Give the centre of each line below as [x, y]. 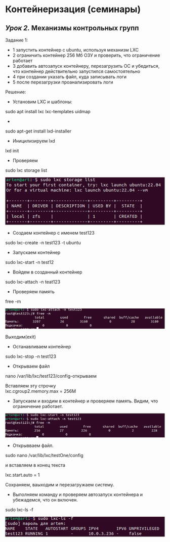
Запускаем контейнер [36, 253]
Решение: [16, 92]
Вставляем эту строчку [31, 386]
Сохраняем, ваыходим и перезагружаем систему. [60, 484]
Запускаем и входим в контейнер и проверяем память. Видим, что [85, 401]
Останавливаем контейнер [42, 346]
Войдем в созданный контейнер [47, 272]
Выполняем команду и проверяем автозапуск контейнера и [78, 494]
